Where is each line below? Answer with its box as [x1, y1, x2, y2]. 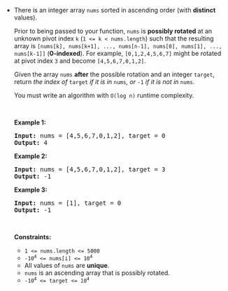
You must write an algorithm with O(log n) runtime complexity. [13, 91, 194, 99]
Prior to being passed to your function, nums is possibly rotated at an [13, 27, 213, 35]
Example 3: [13, 185, 48, 194]
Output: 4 [13, 139, 48, 146]
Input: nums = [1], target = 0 [13, 199, 122, 207]
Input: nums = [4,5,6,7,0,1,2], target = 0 [13, 132, 166, 139]
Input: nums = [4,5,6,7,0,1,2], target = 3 [13, 166, 166, 173]
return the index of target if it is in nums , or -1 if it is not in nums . [13, 78, 195, 86]
